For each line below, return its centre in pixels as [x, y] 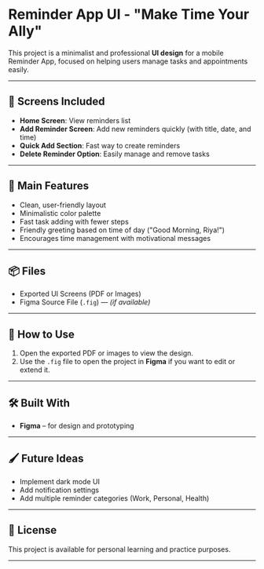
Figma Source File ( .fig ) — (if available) [85, 302]
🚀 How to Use [41, 334]
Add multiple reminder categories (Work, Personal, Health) [114, 498]
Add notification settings [59, 490]
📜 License [33, 530]
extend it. [35, 370]
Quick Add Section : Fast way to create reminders [100, 145]
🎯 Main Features [48, 186]
